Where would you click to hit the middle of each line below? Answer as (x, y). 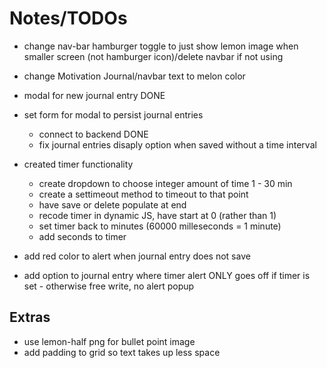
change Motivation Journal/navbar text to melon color (134, 76)
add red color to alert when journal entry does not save (137, 256)
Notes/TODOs (68, 18)
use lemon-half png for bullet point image (109, 341)
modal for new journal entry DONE (94, 95)
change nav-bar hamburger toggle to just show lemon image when (161, 46)
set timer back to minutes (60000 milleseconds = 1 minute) (160, 226)
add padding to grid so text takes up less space (122, 352)
